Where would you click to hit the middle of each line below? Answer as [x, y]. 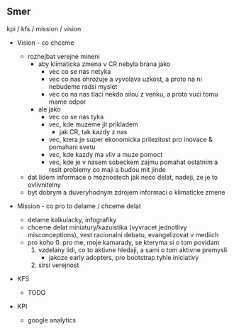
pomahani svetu [72, 147]
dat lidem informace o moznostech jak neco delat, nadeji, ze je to [122, 177]
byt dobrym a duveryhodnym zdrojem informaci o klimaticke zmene [126, 192]
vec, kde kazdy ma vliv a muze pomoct [106, 154]
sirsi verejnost [58, 265]
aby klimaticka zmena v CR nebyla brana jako [104, 64]
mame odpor [67, 102]
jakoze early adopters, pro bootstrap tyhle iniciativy [124, 257]
